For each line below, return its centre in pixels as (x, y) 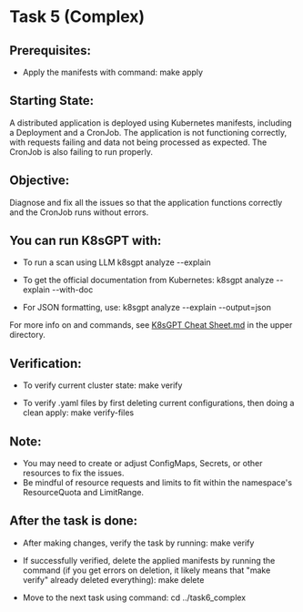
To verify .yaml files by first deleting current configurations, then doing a (158, 403)
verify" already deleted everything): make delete (113, 579)
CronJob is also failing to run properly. (81, 151)
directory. (27, 335)
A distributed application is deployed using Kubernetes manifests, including (151, 122)
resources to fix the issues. (73, 473)
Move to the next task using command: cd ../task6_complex (134, 597)
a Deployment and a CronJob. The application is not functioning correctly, (148, 132)
